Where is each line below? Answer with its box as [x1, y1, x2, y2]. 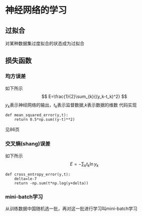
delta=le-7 [14, 176, 37, 181]
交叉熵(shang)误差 [5, 140, 51, 147]
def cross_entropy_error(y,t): [5, 172, 71, 177]
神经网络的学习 [5, 5, 67, 16]
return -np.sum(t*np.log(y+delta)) [14, 180, 89, 186]
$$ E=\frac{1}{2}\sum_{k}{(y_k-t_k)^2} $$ [41, 93, 127, 99]
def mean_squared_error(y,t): [5, 113, 69, 118]
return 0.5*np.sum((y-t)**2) [14, 117, 75, 122]
